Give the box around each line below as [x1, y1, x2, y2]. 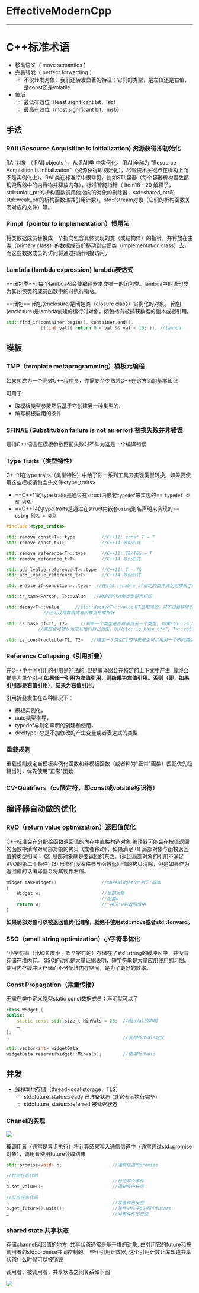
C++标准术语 [6, 40, 70, 54]
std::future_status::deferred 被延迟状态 [23, 1100, 118, 1108]
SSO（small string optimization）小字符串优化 [6, 935, 140, 943]
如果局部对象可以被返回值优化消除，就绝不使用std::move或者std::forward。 [6, 918, 193, 925]
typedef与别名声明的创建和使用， [14, 721, 97, 729]
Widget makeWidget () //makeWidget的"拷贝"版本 [6, 879, 161, 885]
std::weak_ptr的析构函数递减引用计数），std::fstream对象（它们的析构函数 [6, 196, 185, 203]
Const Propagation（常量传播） [6, 980, 98, 989]
